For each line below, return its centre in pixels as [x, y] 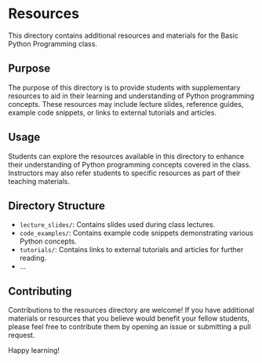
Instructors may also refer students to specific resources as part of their [124, 173]
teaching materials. [39, 181]
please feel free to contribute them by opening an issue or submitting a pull [129, 327]
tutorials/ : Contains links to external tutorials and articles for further [131, 250]
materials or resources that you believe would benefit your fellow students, [129, 318]
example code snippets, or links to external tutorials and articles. [113, 112]
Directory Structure [57, 205]
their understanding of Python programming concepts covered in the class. [129, 164]
